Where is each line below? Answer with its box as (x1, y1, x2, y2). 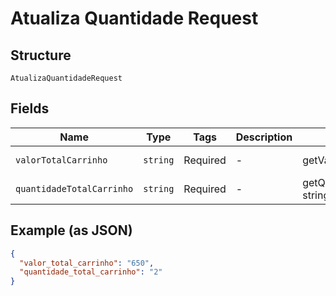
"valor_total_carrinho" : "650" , (19, 258, 155, 268)
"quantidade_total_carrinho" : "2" (19, 267, 163, 277)
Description (235, 130, 293, 144)
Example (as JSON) (10, 222, 133, 239)
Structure (10, 47, 72, 64)
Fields (10, 100, 50, 117)
